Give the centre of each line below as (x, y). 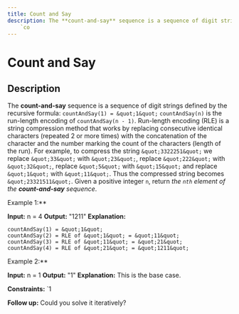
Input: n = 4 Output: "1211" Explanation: (67, 216)
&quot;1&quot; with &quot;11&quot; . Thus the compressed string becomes (116, 174)
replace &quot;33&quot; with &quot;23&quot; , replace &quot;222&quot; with (116, 159)
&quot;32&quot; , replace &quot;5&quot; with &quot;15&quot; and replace (112, 166)
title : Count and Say (39, 14)
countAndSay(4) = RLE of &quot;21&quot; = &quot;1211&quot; (99, 248)
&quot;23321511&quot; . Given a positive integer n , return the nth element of (116, 182)
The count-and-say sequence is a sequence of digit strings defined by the (117, 106)
